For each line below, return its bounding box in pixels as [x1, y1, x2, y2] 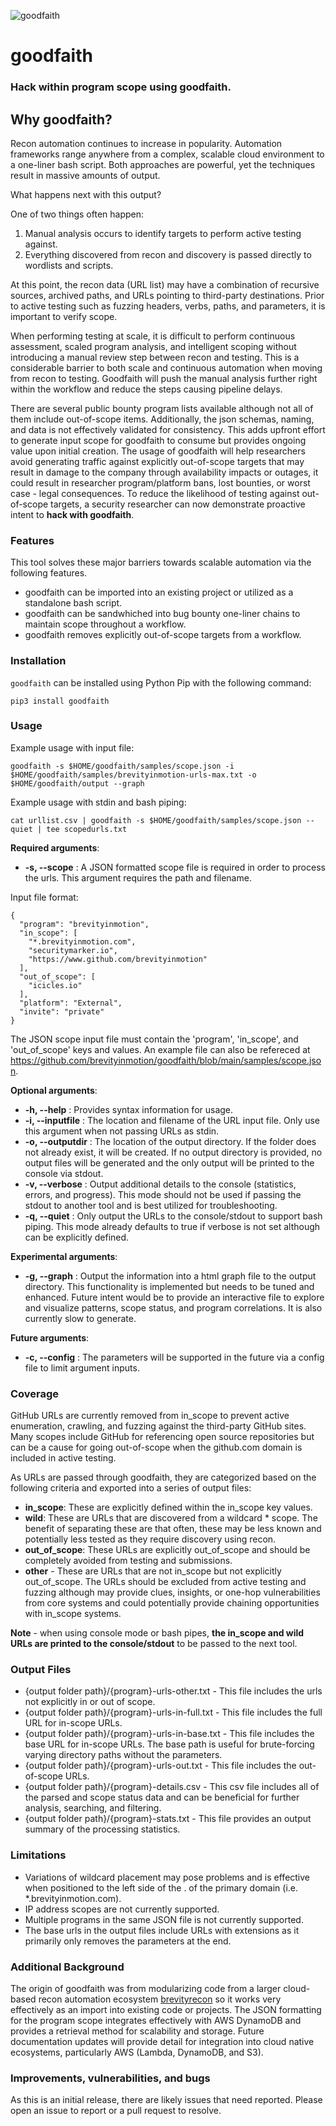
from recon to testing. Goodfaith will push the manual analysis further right [10, 372, 318, 384]
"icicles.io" [28, 980, 83, 990]
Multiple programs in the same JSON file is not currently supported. [24, 1913, 304, 1925]
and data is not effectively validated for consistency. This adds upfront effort [10, 423, 326, 435]
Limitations [10, 1848, 67, 1862]
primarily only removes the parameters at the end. [24, 1935, 232, 1947]
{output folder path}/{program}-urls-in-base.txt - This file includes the [24, 1728, 315, 1740]
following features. [10, 567, 88, 579]
